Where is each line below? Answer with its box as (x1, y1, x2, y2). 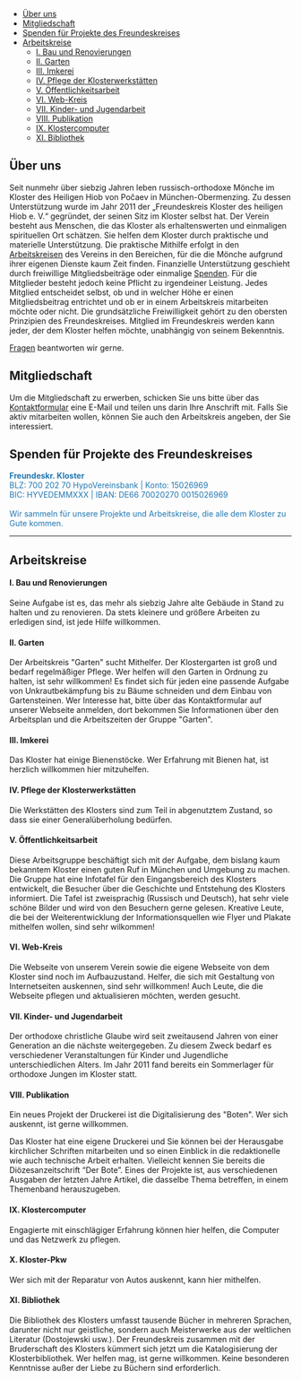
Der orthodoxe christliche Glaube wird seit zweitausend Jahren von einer (9, 1031, 279, 1042)
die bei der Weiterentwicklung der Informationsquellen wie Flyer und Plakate (9, 911, 291, 923)
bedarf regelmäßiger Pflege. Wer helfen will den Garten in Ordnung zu (9, 666, 269, 677)
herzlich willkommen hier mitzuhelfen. (9, 764, 150, 775)
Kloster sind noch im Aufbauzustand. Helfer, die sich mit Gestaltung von (9, 971, 275, 982)
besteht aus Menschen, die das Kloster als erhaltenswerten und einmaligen (9, 220, 288, 230)
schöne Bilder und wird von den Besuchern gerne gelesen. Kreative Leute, (9, 902, 285, 913)
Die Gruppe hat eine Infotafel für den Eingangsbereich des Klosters (9, 873, 257, 884)
